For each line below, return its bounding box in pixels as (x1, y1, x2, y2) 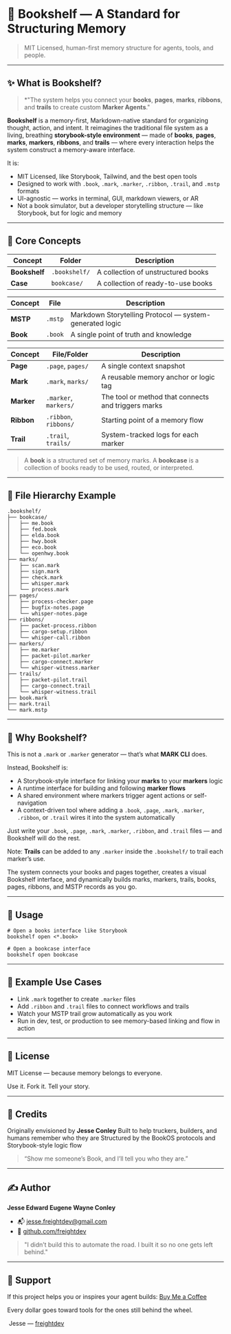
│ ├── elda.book (7, 532, 60, 539)
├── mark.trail (7, 701, 51, 708)
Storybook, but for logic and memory (16, 209, 122, 217)
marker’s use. (7, 855, 46, 863)
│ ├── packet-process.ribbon (7, 622, 97, 629)
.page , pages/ (45, 361, 89, 370)
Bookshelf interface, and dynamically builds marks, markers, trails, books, (7, 876, 217, 884)
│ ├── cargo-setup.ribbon (7, 628, 88, 635)
